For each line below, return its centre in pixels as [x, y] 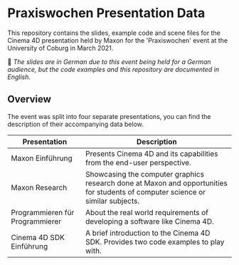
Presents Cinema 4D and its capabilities [152, 153]
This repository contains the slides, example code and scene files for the [114, 33]
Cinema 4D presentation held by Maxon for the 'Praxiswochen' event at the [118, 40]
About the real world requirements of [147, 212]
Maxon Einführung [42, 158]
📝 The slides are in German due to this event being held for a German [109, 61]
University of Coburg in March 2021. [60, 48]
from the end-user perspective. [138, 162]
